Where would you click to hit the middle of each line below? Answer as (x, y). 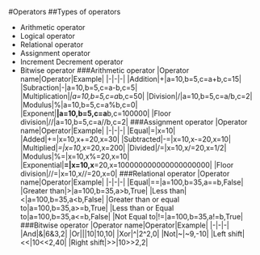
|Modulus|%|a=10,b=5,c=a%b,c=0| (79, 105)
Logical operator (47, 36)
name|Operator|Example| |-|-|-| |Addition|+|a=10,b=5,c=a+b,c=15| (131, 79)
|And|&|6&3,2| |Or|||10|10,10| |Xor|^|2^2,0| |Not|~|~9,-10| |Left (123, 234)
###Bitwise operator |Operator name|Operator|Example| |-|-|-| (125, 225)
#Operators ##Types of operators (65, 12)
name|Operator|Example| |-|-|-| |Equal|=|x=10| (98, 130)
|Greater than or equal (143, 199)
